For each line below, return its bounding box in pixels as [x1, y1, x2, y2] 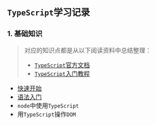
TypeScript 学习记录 [7, 6, 90, 19]
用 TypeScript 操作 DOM [17, 110, 76, 118]
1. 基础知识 [7, 29, 43, 39]
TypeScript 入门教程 [34, 69, 90, 77]
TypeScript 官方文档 [34, 61, 90, 69]
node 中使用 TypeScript [17, 101, 79, 109]
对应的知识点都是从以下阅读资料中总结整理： [23, 46, 152, 54]
